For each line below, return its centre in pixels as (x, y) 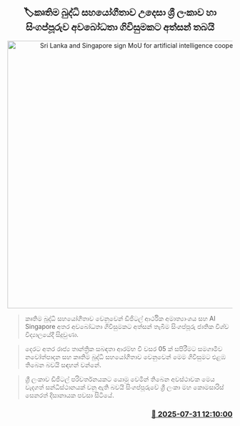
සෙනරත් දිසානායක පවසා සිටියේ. (69, 395)
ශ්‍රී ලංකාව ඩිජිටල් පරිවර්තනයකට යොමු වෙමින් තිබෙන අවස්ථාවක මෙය (120, 379)
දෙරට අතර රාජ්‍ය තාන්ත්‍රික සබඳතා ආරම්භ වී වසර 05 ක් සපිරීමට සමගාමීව (124, 348)
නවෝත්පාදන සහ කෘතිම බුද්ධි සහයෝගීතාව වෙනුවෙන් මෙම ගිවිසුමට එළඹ (125, 357)
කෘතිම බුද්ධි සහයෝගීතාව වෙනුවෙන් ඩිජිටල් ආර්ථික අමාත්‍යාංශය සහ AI (120, 318)
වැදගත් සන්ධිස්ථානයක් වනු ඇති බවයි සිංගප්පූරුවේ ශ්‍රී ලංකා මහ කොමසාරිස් (124, 387)
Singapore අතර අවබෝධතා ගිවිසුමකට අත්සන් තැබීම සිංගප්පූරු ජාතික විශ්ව (127, 326)
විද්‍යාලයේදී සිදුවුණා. (51, 334)
